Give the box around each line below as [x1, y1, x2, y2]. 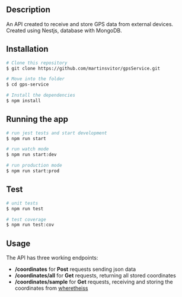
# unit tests [6, 200, 39, 206]
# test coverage [6, 216, 46, 222]
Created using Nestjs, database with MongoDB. [6, 27, 123, 34]
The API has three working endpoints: [6, 254, 98, 261]
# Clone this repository [6, 59, 68, 66]
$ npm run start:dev [6, 151, 58, 158]
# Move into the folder [6, 76, 65, 82]
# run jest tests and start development [6, 130, 108, 136]
